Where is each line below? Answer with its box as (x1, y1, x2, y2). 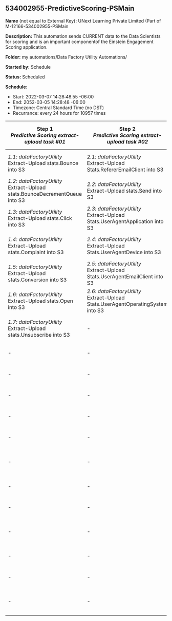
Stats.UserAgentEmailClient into (87, 273, 164, 280)
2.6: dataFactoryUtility (87, 287, 142, 295)
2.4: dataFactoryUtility (87, 236, 142, 243)
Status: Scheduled (5, 74, 45, 80)
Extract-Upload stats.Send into (87, 187, 162, 194)
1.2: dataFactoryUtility (8, 177, 62, 184)
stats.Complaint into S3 (8, 249, 64, 256)
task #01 (43, 138, 66, 145)
